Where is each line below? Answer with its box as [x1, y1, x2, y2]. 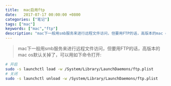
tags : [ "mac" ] [5, 21, 36, 27]
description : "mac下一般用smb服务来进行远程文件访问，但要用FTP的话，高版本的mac [5, 31, 163, 36]
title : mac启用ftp [5, 7, 45, 13]
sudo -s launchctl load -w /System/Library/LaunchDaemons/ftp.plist [5, 66, 154, 71]
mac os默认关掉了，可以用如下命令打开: [17, 52, 102, 58]
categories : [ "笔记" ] [5, 17, 50, 22]
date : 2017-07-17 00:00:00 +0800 [5, 12, 81, 17]
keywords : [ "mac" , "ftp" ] [5, 26, 58, 31]
